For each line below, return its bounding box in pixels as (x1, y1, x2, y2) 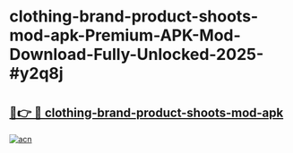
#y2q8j (9, 64, 65, 84)
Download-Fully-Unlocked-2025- (9, 45, 264, 64)
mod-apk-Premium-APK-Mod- (9, 25, 242, 46)
